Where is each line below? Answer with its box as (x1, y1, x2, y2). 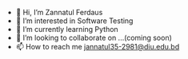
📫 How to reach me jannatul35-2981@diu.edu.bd (15, 42, 180, 51)
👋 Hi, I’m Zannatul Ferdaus (15, 8, 103, 17)
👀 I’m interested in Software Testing (15, 16, 134, 26)
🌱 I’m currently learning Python (15, 25, 118, 33)
